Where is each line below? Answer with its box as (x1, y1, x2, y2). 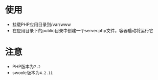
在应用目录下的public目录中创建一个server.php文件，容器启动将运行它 (12, 27, 154, 33)
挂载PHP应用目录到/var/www (12, 21, 71, 27)
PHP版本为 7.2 (12, 63, 41, 69)
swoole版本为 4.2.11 (12, 69, 53, 76)
